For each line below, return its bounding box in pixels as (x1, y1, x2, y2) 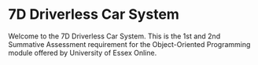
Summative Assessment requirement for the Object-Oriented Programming (8, 39, 251, 49)
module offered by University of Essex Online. (8, 48, 157, 57)
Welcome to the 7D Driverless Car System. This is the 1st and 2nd (8, 31, 221, 41)
